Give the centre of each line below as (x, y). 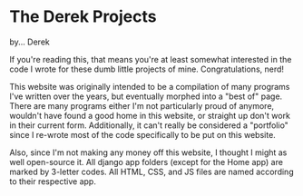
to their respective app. (53, 181)
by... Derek (29, 42)
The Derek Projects (83, 17)
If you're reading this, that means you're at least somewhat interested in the (151, 59)
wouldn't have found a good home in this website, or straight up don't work (150, 115)
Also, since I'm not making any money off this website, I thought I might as (148, 152)
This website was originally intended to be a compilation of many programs (150, 86)
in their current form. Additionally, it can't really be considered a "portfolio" (149, 125)
